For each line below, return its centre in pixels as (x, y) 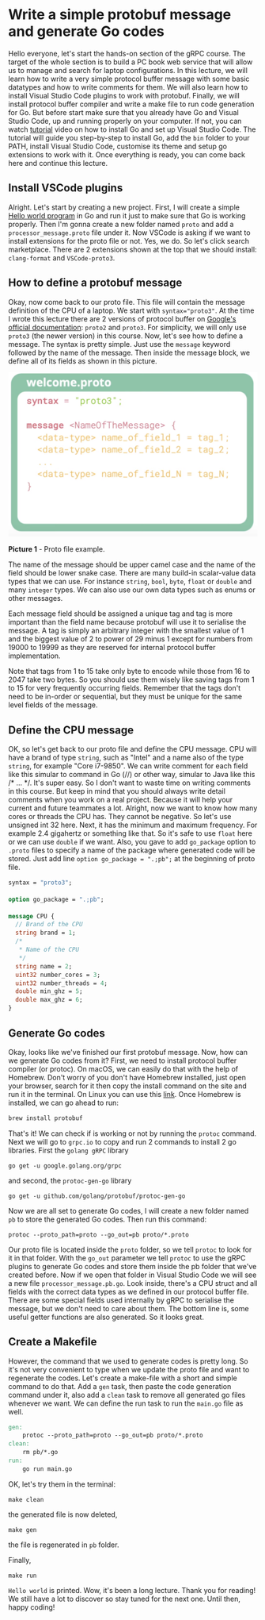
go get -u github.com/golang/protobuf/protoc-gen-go (97, 1196)
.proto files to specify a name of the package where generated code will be (132, 850)
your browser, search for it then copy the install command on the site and (127, 1086)
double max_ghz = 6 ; (49, 1000)
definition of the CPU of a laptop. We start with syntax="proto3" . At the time (131, 310)
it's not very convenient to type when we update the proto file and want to (129, 1369)
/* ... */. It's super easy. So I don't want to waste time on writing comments (130, 783)
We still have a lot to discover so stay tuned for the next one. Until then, (125, 1599)
